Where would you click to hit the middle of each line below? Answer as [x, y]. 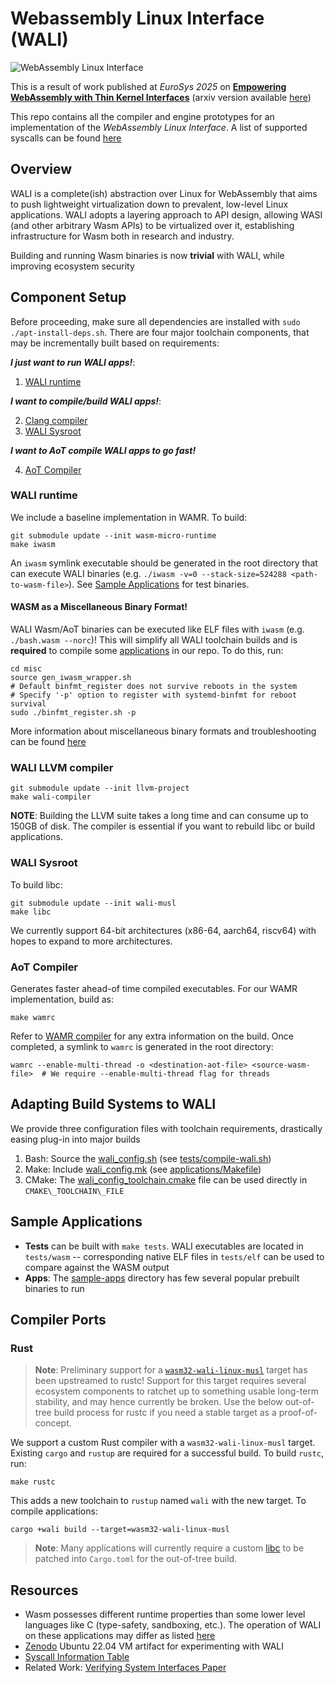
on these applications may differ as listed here [120, 1636]
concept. [53, 1423]
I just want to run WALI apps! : [73, 362]
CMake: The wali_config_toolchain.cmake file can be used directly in [166, 1179]
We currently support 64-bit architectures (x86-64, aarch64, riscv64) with [163, 930]
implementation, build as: [62, 999]
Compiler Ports [58, 1319]
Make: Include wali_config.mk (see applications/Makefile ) [143, 1169]
